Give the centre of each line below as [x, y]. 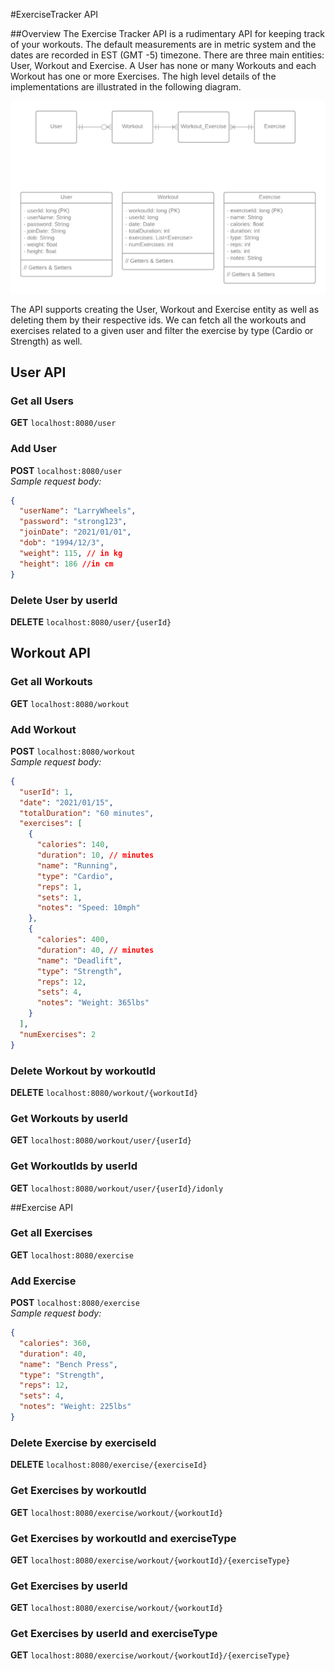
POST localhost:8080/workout [73, 751]
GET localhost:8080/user [63, 423]
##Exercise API [41, 1207]
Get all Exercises [51, 1233]
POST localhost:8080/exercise [75, 1303]
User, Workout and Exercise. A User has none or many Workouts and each [163, 65]
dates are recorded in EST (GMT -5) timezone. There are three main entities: [167, 55]
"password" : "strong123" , [73, 522]
